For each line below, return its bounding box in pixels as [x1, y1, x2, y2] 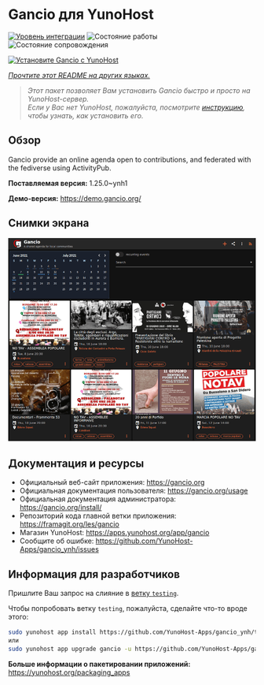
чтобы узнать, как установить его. [27, 110, 144, 120]
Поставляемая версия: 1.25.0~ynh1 [8, 178, 128, 188]
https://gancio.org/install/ [19, 503, 102, 512]
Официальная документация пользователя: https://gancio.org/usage [19, 486, 248, 496]
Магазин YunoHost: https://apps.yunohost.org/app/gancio [19, 528, 210, 538]
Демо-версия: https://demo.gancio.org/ [8, 193, 141, 203]
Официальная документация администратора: [19, 494, 177, 504]
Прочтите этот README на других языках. [8, 70, 151, 80]
